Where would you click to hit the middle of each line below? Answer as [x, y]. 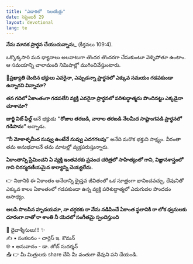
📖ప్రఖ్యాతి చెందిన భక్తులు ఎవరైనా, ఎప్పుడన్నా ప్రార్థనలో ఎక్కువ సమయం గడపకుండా [90, 78]
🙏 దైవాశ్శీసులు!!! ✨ [26, 230]
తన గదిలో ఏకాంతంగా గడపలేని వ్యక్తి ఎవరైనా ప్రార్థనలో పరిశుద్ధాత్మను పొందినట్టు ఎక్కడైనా [94, 98]
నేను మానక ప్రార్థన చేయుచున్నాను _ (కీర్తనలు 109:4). [59, 44]
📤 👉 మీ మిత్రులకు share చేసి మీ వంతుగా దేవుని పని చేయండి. [72, 255]
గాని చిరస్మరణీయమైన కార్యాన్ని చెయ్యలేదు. [50, 167]
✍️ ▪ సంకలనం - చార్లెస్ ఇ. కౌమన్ [41, 238]
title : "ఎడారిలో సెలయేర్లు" [36, 11]
